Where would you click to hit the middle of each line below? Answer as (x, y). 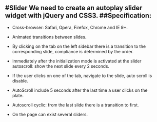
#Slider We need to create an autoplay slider (74, 8)
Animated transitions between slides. (49, 37)
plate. (18, 95)
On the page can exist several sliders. (50, 114)
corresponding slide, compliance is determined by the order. (73, 51)
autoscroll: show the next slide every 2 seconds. (61, 66)
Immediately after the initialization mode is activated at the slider (77, 61)
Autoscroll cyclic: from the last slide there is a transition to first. (75, 105)
